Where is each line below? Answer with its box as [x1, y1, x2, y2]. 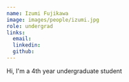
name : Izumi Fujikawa [6, 10, 69, 17]
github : [12, 49, 35, 55]
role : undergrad [6, 23, 53, 29]
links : [6, 29, 26, 36]
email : [12, 36, 32, 42]
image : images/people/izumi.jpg [6, 16, 99, 23]
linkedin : [12, 42, 41, 49]
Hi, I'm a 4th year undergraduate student [6, 66, 122, 75]
